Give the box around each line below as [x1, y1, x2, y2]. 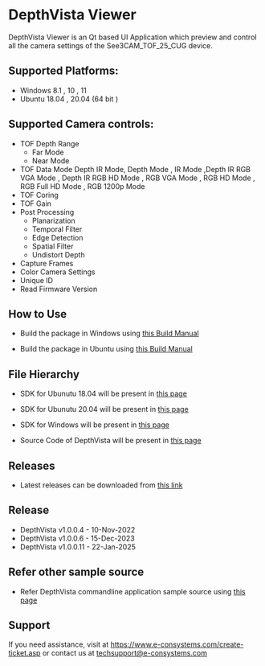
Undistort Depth [31, 249, 86, 259]
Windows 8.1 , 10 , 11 [19, 85, 87, 95]
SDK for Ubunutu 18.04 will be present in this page [19, 388, 187, 399]
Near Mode [31, 155, 70, 166]
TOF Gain [19, 199, 52, 208]
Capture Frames [19, 258, 74, 268]
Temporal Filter [31, 224, 83, 234]
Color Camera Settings [19, 267, 96, 277]
